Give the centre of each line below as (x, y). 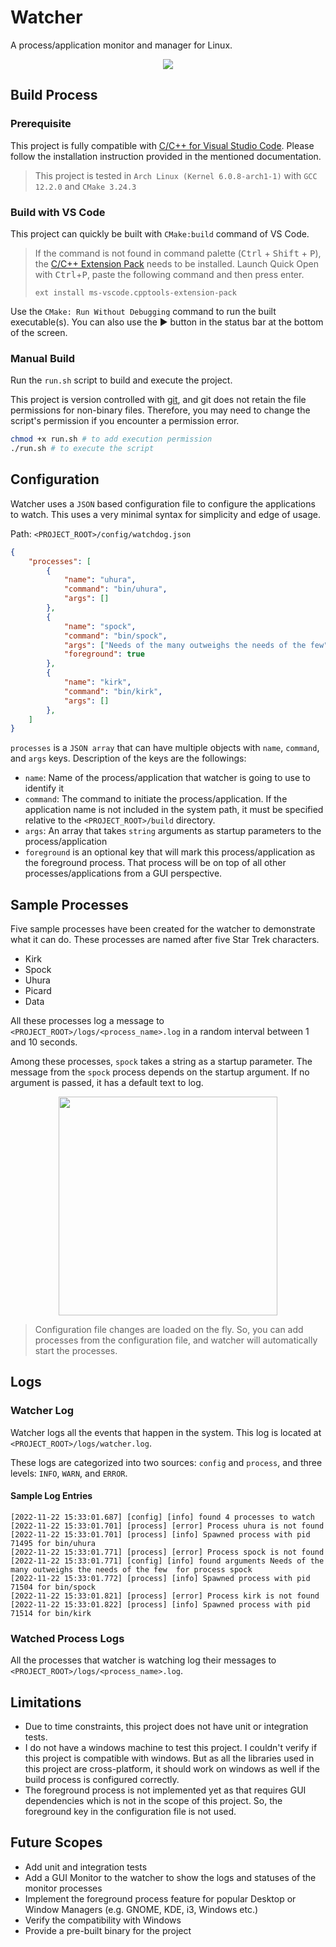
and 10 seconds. (44, 1042)
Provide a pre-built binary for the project (108, 1930)
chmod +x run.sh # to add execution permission (111, 439)
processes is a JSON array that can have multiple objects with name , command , (165, 748)
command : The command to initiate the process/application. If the (156, 799)
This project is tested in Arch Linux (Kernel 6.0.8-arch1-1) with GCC (176, 175)
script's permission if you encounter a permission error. (125, 421)
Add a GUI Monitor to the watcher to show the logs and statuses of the (170, 1877)
